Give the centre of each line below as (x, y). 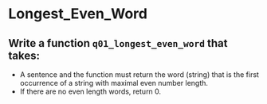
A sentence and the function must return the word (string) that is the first (139, 75)
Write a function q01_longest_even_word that (118, 43)
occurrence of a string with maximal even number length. (114, 83)
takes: (24, 55)
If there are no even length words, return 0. (90, 91)
